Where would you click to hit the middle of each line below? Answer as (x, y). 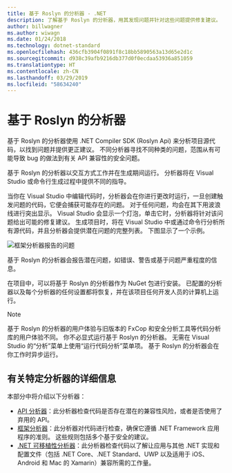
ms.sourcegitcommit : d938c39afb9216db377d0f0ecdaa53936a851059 (100, 59)
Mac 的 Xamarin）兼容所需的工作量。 (102, 463)
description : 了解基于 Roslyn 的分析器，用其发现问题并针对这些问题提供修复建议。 (114, 20)
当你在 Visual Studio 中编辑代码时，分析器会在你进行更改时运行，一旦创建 (112, 196)
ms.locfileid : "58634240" (44, 84)
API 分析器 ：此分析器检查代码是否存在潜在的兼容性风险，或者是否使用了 (120, 411)
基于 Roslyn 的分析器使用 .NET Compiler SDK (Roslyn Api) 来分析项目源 (108, 141)
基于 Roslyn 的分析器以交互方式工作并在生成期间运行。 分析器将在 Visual (110, 173)
